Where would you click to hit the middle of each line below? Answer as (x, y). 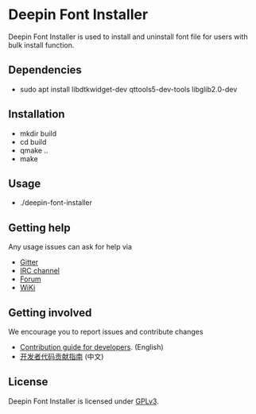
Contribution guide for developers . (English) (92, 347)
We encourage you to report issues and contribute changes (106, 332)
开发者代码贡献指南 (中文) (62, 356)
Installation (37, 114)
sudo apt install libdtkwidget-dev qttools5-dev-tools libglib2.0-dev (128, 89)
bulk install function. (41, 44)
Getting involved (50, 313)
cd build (33, 141)
